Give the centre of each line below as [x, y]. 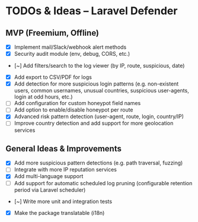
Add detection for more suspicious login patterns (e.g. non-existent [96, 84]
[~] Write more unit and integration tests [63, 201]
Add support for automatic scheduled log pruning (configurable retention [103, 183]
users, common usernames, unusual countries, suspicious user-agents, [101, 91]
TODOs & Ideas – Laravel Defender [92, 11]
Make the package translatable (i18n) [59, 213]
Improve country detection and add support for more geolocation [94, 123]
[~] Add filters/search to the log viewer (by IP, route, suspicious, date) [99, 66]
